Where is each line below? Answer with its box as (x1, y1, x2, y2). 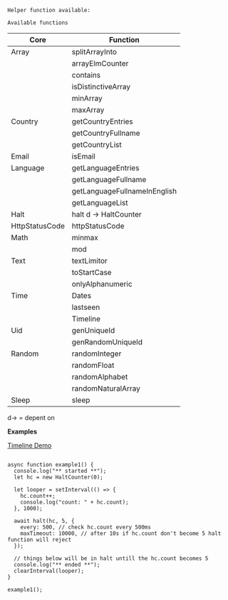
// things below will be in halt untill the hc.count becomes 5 (14, 555, 209, 562)
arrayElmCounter (71, 59, 129, 68)
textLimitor (71, 256, 108, 266)
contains (71, 70, 101, 80)
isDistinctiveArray (71, 82, 131, 91)
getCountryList (71, 140, 123, 149)
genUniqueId (71, 326, 115, 335)
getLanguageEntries (71, 163, 140, 173)
